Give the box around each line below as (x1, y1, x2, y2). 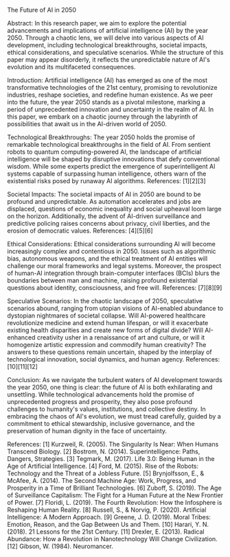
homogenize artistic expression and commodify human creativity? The (7, 341, 207, 348)
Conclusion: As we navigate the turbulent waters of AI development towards (7, 376, 223, 383)
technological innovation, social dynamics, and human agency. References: (7, 355, 220, 363)
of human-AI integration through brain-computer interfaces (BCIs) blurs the (7, 269, 220, 277)
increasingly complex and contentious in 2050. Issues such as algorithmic (7, 247, 216, 255)
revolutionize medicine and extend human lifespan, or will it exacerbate (7, 319, 209, 327)
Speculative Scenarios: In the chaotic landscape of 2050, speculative (7, 297, 203, 305)
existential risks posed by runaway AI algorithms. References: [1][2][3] (7, 177, 206, 185)
